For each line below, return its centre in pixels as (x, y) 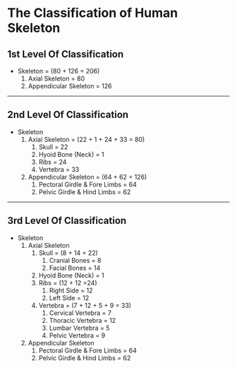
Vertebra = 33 (59, 169)
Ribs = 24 (53, 162)
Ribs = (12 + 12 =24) (68, 283)
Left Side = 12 (69, 297)
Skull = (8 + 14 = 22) (68, 253)
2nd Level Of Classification (68, 115)
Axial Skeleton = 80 (56, 78)
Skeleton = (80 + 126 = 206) (59, 71)
